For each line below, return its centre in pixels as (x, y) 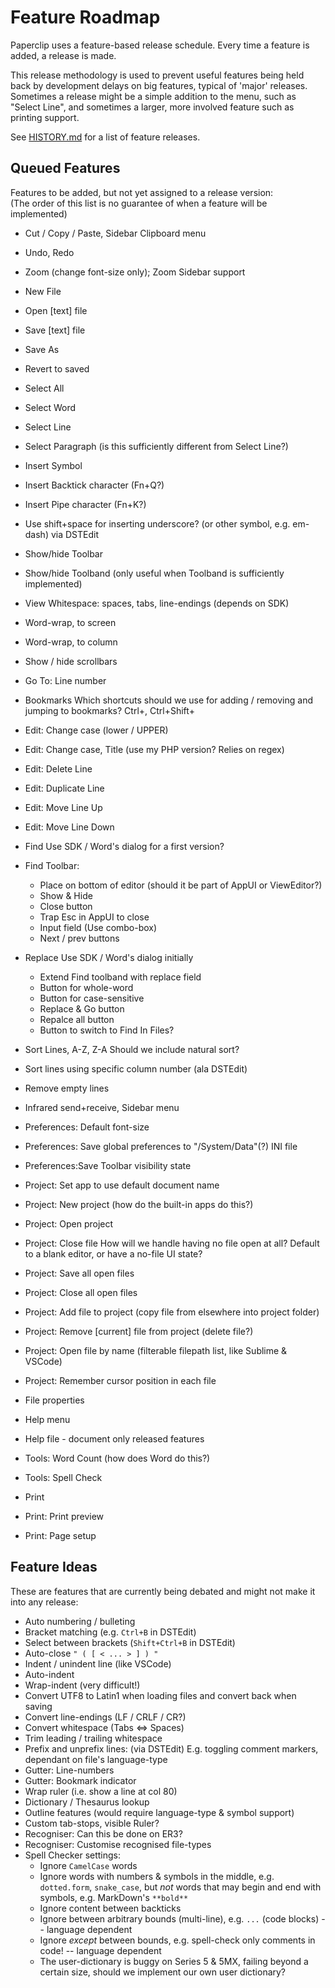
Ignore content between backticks (110, 1908)
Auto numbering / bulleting (80, 1621)
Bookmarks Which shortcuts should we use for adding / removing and (168, 700)
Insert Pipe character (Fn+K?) (85, 504)
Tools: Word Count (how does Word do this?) (117, 1458)
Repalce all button (77, 1019)
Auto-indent (49, 1674)
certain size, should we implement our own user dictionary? (163, 1972)
